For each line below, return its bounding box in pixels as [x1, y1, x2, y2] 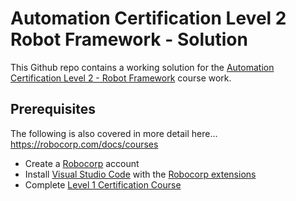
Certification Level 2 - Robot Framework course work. [10, 72, 232, 84]
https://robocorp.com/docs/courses [10, 138, 159, 150]
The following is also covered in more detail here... [10, 127, 218, 139]
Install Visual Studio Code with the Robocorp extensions [24, 168, 257, 180]
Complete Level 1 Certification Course [24, 178, 182, 191]
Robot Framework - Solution [10, 28, 248, 51]
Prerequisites [10, 101, 96, 118]
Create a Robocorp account [24, 157, 140, 169]
